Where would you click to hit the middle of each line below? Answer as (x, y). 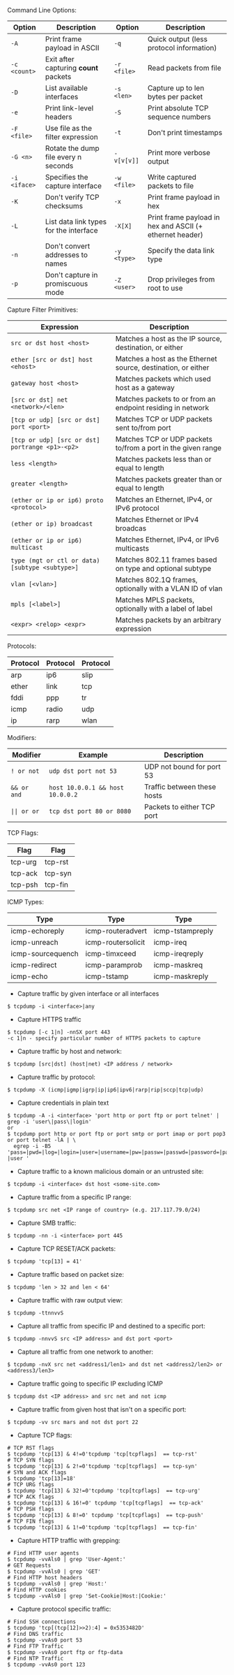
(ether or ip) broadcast (52, 524)
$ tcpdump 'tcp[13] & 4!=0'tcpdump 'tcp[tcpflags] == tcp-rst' (102, 1454)
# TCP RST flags (31, 1448)
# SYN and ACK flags (37, 1472)
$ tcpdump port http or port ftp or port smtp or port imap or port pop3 (117, 1134)
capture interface (73, 186)
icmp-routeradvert (116, 931)
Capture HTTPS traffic (49, 1019)
